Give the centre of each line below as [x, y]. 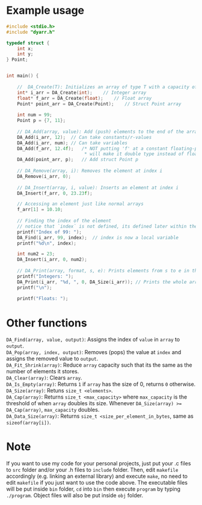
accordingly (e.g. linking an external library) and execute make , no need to [97, 476]
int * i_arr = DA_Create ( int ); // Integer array [82, 93]
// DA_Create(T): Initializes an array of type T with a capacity [103, 87]
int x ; [25, 49]
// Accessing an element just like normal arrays [81, 204]
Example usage [45, 11]
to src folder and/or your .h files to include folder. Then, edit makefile [92, 470]
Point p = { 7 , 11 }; [41, 121]
